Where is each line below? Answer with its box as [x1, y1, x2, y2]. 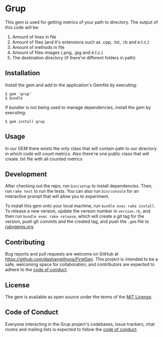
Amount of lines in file [12, 34, 56, 40]
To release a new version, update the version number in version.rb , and [5, 208, 151, 214]
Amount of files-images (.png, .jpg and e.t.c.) [12, 50, 103, 55]
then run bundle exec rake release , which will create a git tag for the [5, 213, 144, 219]
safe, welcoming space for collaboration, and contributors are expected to [5, 261, 155, 267]
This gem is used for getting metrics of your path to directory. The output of [5, 19, 158, 25]
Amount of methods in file [12, 44, 65, 50]
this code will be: [5, 24, 39, 30]
